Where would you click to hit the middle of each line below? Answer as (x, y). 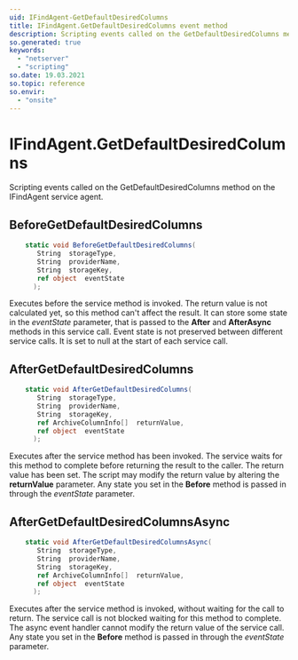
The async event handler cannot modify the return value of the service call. (147, 628)
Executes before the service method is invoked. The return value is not (138, 304)
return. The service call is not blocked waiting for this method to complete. (145, 618)
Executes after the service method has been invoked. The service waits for (146, 456)
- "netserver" (43, 59)
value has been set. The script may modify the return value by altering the (145, 475)
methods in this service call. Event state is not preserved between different (146, 332)
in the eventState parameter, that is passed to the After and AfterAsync (141, 322)
